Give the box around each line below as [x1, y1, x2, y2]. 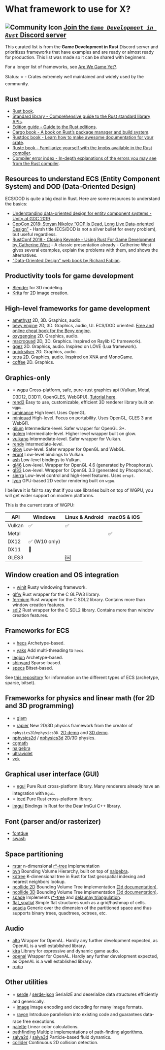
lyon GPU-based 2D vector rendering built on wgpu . [12, 478, 116, 484]
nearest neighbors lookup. [12, 879, 66, 884]
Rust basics [5, 95, 42, 103]
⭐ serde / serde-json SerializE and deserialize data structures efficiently [12, 991, 159, 997]
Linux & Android [65, 514, 104, 521]
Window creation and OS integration [5, 571, 119, 579]
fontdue [12, 830, 29, 836]
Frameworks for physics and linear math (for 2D [5, 694, 155, 703]
